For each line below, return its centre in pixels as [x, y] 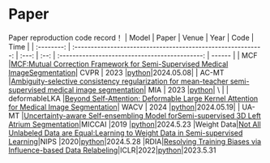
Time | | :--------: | [40, 46]
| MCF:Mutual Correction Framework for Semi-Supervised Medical [118, 64]
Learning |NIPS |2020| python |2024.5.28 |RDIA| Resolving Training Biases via [135, 141]
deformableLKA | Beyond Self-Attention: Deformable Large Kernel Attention [133, 98]
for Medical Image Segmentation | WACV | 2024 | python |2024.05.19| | [124, 107]
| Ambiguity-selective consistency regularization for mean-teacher [118, 81]
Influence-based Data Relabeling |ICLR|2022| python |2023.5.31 [112, 150]
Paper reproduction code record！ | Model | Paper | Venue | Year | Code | [131, 37]
